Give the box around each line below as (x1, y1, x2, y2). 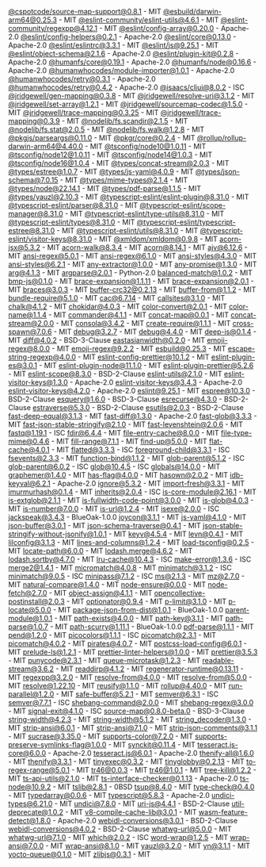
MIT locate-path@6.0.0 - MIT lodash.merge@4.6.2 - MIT (8, 547, 193, 555)
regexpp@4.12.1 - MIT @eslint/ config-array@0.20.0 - (46, 24, 219, 33)
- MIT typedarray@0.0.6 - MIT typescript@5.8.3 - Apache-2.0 (8, 791, 210, 800)
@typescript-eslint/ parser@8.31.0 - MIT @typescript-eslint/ (8, 201, 203, 209)
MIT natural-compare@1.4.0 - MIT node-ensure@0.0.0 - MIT (8, 580, 207, 589)
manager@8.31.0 (8, 209, 63, 218)
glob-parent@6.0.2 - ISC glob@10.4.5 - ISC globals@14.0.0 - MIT (8, 462, 221, 471)
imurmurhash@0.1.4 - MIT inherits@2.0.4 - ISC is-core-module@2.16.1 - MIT (8, 487, 257, 497)
